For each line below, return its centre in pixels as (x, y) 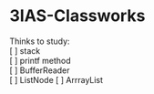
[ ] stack (25, 50)
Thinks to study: (40, 41)
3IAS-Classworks (77, 16)
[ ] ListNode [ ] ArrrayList (56, 79)
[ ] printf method (40, 60)
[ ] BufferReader (40, 70)
